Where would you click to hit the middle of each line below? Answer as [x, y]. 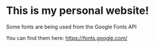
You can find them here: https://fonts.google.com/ [67, 38]
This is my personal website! [78, 11]
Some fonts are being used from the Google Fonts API [71, 27]
